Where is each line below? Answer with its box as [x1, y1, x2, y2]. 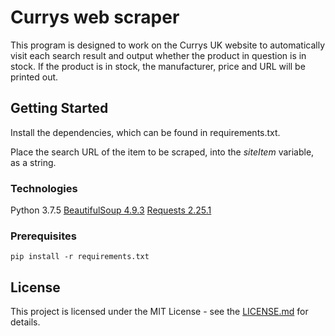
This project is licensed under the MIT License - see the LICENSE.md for [10, 306, 309, 318]
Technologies [10, 181, 78, 195]
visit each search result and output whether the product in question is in [10, 49, 307, 61]
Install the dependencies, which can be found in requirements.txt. [10, 126, 281, 138]
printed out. [10, 71, 59, 83]
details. [10, 316, 41, 328]
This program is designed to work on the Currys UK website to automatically [10, 39, 326, 51]
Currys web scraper [10, 6, 180, 29]
